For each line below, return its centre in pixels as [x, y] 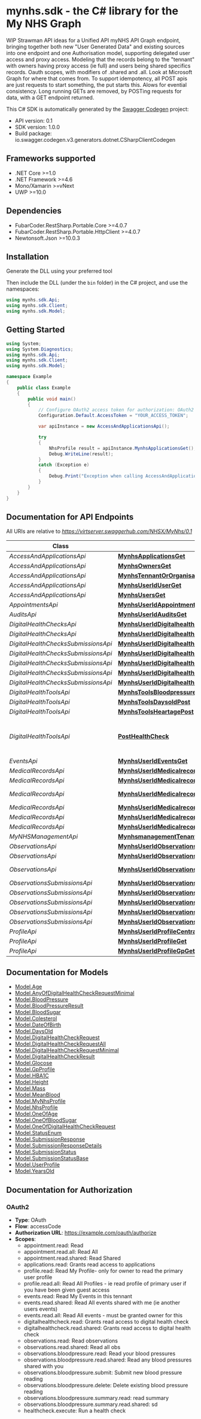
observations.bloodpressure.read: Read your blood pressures [100, 1353]
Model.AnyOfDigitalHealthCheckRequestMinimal [74, 993]
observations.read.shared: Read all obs [72, 1347]
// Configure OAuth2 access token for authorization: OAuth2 [116, 410]
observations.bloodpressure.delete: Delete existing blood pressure [106, 1385]
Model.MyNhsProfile [40, 1101]
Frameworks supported [51, 159]
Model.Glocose [33, 1063]
